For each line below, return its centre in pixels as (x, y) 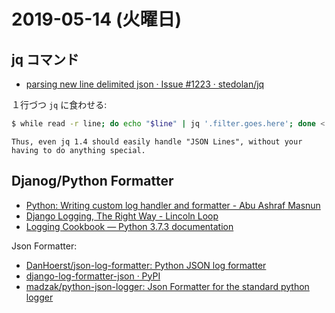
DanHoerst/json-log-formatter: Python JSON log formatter (146, 265)
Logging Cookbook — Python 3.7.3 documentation (129, 226)
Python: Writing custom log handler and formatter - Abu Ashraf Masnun (173, 205)
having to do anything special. (78, 150)
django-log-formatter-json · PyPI (93, 276)
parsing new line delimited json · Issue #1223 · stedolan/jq (145, 84)
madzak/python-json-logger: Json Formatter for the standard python (167, 286)
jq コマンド (45, 59)
